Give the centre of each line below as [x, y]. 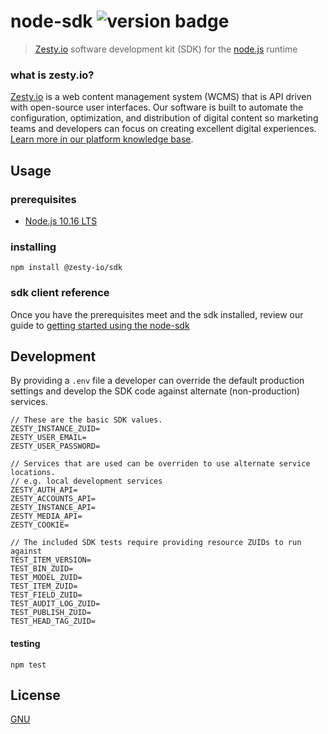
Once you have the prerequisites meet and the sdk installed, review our [157, 314]
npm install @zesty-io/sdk [66, 268]
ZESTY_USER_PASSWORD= [55, 446]
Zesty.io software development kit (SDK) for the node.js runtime [166, 49]
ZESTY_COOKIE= [40, 525]
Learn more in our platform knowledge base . [102, 139]
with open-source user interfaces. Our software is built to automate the [157, 107]
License [35, 695]
